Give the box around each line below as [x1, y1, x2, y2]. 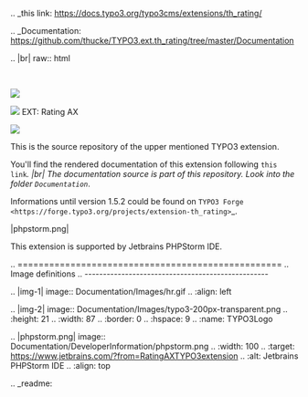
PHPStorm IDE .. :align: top [10, 360, 111, 371]
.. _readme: [10, 378, 53, 389]
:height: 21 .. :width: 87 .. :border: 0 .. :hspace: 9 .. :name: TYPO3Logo [10, 314, 273, 324]
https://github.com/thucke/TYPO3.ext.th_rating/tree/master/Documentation [10, 36, 295, 46]
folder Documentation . [10, 178, 90, 189]
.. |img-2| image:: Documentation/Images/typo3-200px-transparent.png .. [10, 304, 288, 314]
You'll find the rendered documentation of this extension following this [10, 159, 278, 170]
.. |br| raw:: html [10, 53, 71, 63]
